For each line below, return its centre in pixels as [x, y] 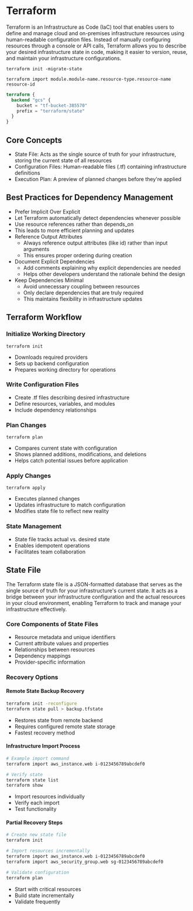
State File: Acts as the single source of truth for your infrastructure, [95, 154]
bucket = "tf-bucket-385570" [52, 106]
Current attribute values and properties [62, 643]
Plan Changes [26, 425]
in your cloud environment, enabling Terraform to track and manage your [94, 603]
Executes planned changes [47, 499]
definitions [27, 173]
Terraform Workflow [44, 317]
